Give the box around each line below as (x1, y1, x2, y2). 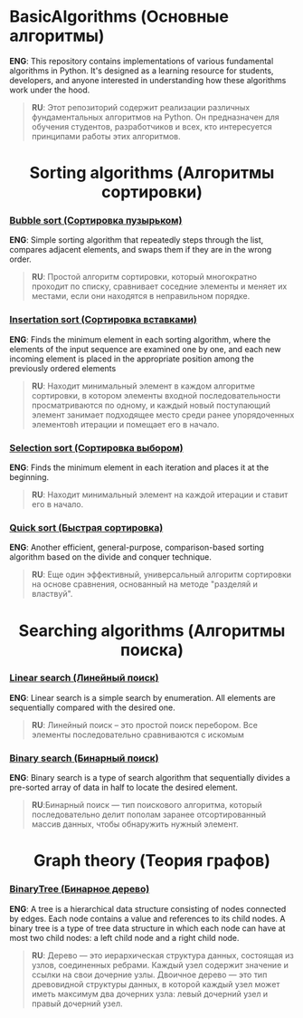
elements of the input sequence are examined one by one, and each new (9, 343, 281, 354)
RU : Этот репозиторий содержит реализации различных (31, 101, 251, 112)
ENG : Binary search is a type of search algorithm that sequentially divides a (9, 773, 291, 783)
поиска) (120, 639, 184, 660)
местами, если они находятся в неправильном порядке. (31, 291, 251, 302)
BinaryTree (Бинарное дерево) (9, 883, 150, 896)
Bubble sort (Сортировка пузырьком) (9, 215, 183, 227)
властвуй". (31, 589, 73, 600)
